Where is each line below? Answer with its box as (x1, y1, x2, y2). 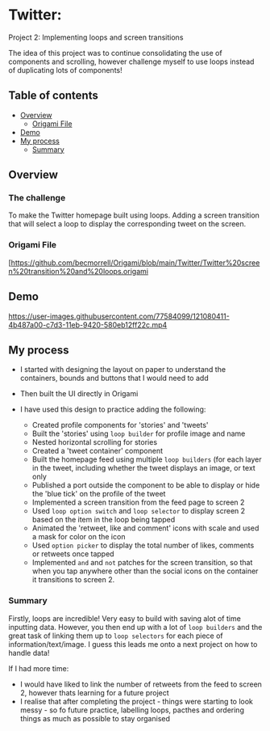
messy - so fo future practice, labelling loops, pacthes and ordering (19, 705, 244, 715)
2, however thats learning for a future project (19, 687, 169, 697)
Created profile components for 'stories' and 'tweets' (31, 420, 209, 430)
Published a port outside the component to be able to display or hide (31, 480, 260, 490)
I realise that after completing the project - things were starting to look (19, 696, 254, 706)
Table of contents (8, 89, 98, 103)
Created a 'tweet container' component (31, 446, 164, 456)
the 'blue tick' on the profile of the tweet (31, 489, 166, 499)
